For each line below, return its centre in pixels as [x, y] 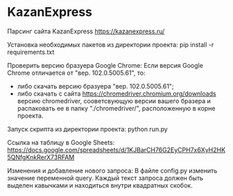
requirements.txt [31, 52]
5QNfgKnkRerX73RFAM [41, 157]
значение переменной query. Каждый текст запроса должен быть [105, 178]
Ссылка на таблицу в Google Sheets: [61, 142]
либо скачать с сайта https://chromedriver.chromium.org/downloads [116, 93]
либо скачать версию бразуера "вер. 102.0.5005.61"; [96, 86]
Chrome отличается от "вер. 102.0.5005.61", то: [76, 73]
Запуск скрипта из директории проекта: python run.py [87, 129]
